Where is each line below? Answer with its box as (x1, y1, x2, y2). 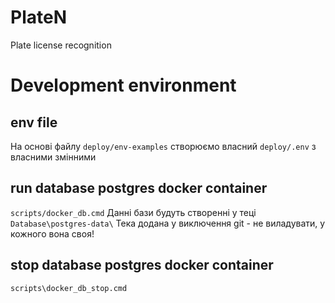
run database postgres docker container (10, 180, 268, 197)
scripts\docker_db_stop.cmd (10, 283, 128, 293)
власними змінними (10, 151, 97, 163)
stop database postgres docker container (10, 257, 274, 274)
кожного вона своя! (10, 227, 95, 240)
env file (10, 114, 58, 131)
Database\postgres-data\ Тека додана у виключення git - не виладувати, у (10, 217, 326, 229)
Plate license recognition (10, 39, 112, 51)
